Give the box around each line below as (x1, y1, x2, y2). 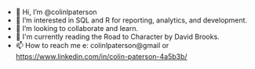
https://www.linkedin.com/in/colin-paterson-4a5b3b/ (15, 52, 188, 61)
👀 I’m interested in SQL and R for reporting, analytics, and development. (15, 16, 248, 25)
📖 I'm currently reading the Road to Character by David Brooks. (15, 32, 220, 41)
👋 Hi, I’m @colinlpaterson (15, 8, 97, 16)
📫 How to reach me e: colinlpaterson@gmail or (15, 41, 169, 50)
